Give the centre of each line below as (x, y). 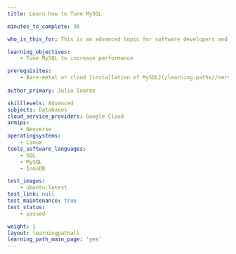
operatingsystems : (34, 136)
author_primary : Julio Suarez (52, 91)
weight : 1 (22, 226)
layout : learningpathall (44, 233)
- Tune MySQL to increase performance (77, 58)
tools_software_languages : (47, 149)
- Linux (31, 142)
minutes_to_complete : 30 (44, 26)
